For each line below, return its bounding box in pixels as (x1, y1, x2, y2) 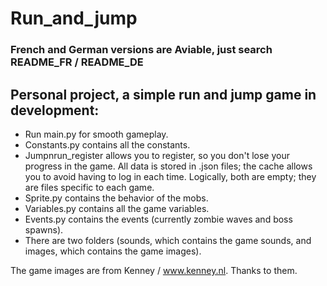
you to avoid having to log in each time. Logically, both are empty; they (24, 170, 317, 182)
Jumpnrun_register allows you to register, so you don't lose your (24, 149, 291, 161)
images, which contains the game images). (24, 245, 202, 257)
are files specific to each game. (24, 181, 155, 193)
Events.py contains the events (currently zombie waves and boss (24, 213, 293, 225)
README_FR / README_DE (10, 55, 144, 69)
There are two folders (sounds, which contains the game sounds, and (24, 234, 312, 246)
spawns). (24, 223, 64, 236)
